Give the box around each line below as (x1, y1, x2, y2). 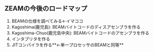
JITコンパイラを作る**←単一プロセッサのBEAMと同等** (11, 42, 124, 48)
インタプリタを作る (11, 36, 51, 42)
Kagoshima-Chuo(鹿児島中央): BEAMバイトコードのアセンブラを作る (11, 30, 150, 36)
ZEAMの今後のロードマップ (4, 4, 87, 13)
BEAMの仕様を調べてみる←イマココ (11, 18, 84, 24)
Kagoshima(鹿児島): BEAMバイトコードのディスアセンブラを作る (11, 24, 141, 30)
